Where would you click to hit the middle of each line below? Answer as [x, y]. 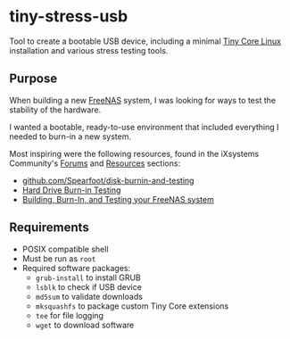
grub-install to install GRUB [88, 277]
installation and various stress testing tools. [89, 50]
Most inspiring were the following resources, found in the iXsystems [134, 153]
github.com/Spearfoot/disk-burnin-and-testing [108, 180]
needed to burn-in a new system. [70, 136]
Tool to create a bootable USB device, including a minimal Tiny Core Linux [145, 41]
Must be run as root [59, 258]
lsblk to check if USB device [89, 286]
